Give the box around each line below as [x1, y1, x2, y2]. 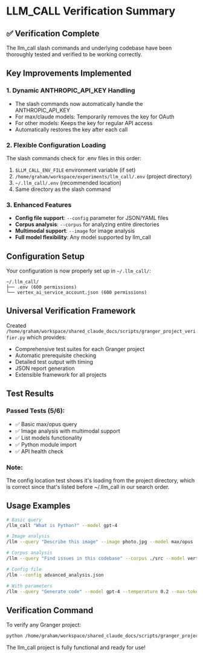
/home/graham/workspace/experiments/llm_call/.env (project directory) [14, 172, 192, 180]
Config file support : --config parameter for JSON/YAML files [14, 215, 169, 222]
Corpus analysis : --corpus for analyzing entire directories [14, 221, 159, 228]
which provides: [27, 334, 66, 341]
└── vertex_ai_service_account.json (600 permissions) [6, 290, 147, 296]
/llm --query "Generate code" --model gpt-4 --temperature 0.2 [6, 588, 169, 595]
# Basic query [6, 517, 42, 523]
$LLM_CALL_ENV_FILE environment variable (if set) [14, 166, 136, 173]
